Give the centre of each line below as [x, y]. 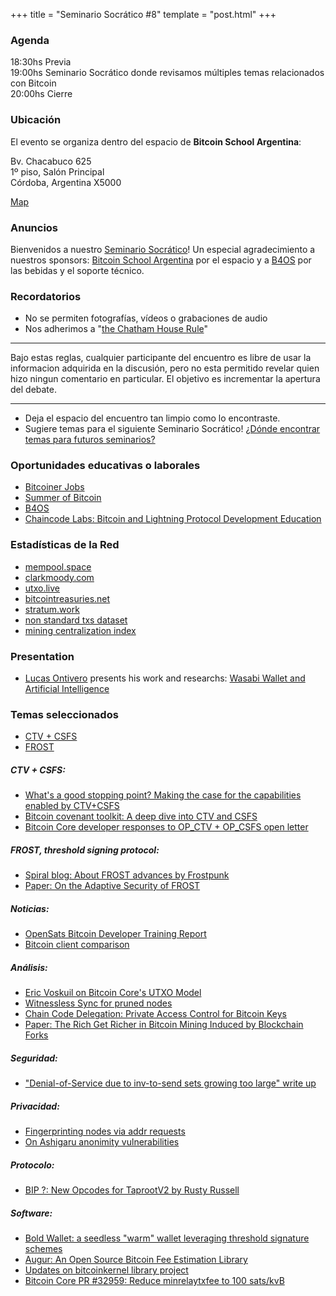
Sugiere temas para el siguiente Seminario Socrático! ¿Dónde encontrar [172, 429]
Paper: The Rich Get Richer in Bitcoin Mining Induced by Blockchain [164, 1025]
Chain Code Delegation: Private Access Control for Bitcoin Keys [155, 1014]
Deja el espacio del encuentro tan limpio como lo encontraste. [152, 418]
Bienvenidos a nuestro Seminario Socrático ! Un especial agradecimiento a [163, 249]
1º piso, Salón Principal [57, 171]
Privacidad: [35, 1106]
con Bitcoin [33, 83]
